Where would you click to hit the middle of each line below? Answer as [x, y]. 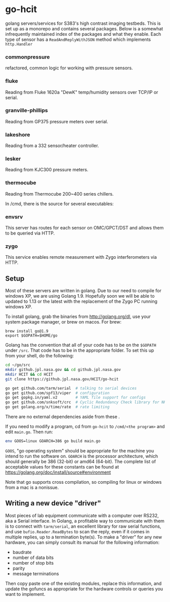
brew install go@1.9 [27, 331]
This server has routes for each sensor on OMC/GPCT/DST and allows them [84, 228]
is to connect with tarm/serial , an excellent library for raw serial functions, [83, 526]
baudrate [22, 552]
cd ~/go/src [18, 365]
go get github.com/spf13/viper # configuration [57, 393]
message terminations [36, 573]
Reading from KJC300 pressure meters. [47, 170]
